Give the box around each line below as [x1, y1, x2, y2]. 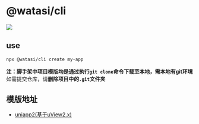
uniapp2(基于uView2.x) [14, 111, 72, 118]
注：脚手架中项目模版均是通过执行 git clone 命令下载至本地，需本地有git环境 [6, 68, 193, 75]
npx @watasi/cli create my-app [6, 56, 84, 62]
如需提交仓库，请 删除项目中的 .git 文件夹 [6, 75, 106, 82]
